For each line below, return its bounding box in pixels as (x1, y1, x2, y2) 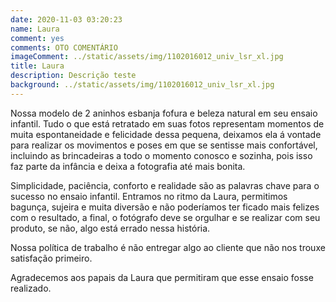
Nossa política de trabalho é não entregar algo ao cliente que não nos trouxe (10, 241, 326, 253)
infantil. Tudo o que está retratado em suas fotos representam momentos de (10, 117, 325, 130)
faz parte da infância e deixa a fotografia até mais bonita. (10, 160, 246, 172)
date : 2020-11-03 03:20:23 (10, 14, 123, 25)
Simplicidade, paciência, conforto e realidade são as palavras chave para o (10, 179, 320, 191)
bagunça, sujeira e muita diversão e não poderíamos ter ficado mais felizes (10, 201, 320, 213)
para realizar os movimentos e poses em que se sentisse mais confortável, (10, 139, 318, 151)
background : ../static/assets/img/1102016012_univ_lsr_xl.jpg (10, 80, 275, 90)
